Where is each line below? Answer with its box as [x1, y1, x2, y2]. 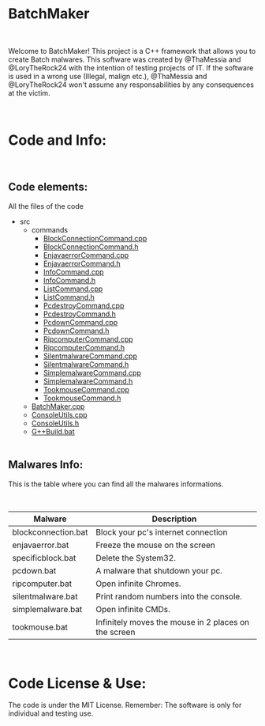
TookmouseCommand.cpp [43, 384, 130, 394]
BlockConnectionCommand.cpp [43, 233, 147, 243]
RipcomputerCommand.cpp [43, 334, 133, 344]
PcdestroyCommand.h [43, 309, 117, 319]
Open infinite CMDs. [95, 603, 171, 614]
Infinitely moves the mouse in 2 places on [95, 616, 250, 627]
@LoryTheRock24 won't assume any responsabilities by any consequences [8, 80, 255, 89]
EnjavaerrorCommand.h [43, 259, 121, 268]
